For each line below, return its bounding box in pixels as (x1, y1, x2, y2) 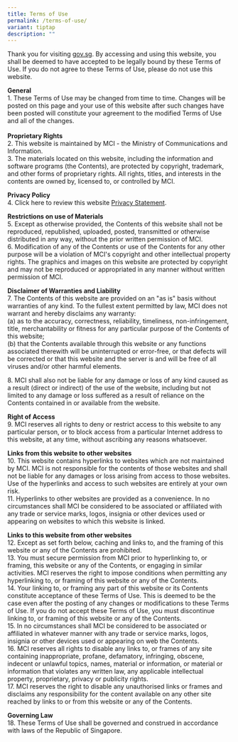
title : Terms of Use (7, 10, 69, 18)
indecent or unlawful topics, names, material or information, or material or (7, 659, 223, 668)
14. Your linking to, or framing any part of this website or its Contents (7, 584, 208, 592)
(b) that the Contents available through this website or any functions (7, 340, 207, 348)
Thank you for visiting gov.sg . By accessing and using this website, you (7, 50, 217, 58)
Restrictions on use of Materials (7, 212, 104, 221)
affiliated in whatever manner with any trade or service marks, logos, (7, 629, 208, 638)
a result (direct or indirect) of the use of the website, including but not (7, 384, 212, 392)
